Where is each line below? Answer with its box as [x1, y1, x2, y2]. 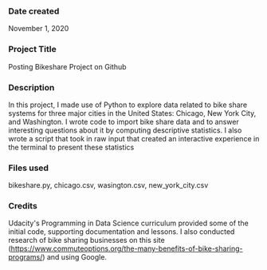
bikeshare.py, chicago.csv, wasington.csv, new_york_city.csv [8, 181, 209, 190]
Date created [8, 6, 60, 17]
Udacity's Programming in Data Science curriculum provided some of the [8, 218, 249, 228]
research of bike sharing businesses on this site [8, 236, 165, 245]
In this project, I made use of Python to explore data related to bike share [8, 100, 248, 109]
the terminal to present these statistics [8, 142, 135, 152]
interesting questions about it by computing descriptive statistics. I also [8, 125, 242, 135]
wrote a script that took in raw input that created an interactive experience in [8, 133, 260, 143]
